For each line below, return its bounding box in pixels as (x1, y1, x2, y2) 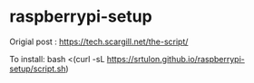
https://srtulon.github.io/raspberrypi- (106, 53, 245, 64)
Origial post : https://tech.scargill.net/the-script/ (9, 36, 189, 47)
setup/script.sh (9, 63, 66, 74)
